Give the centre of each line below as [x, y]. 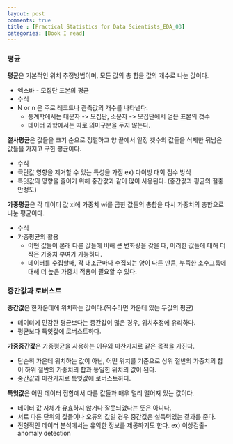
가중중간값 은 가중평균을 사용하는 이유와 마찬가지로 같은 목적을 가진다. [101, 346]
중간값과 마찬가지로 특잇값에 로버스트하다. [74, 378]
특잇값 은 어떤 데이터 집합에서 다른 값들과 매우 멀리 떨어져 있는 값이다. [101, 393]
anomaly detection [44, 433]
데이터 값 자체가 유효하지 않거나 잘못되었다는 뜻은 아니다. [94, 408]
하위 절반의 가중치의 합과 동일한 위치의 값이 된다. [90, 369]
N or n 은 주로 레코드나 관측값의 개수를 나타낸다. [82, 107]
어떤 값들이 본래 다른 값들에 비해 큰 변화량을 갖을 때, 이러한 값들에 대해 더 [127, 245]
